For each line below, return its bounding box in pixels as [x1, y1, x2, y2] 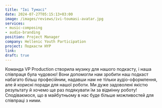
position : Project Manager [5, 35, 60, 40]
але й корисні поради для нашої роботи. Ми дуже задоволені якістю [5, 82, 148, 88]
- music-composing [5, 26, 42, 30]
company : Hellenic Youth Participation [5, 39, 86, 44]
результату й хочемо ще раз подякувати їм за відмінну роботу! [5, 87, 138, 93]
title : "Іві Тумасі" [5, 7, 47, 12]
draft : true [5, 53, 29, 58]
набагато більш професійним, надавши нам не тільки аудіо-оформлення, [5, 77, 158, 82]
